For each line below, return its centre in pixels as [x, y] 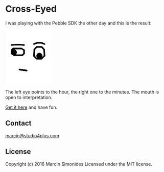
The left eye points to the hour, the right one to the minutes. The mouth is [82, 92]
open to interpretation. [29, 97]
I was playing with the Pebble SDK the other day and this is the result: [78, 23]
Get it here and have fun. [31, 107]
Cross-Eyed [31, 9]
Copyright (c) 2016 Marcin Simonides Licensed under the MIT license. [79, 164]
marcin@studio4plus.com [32, 135]
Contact [18, 123]
